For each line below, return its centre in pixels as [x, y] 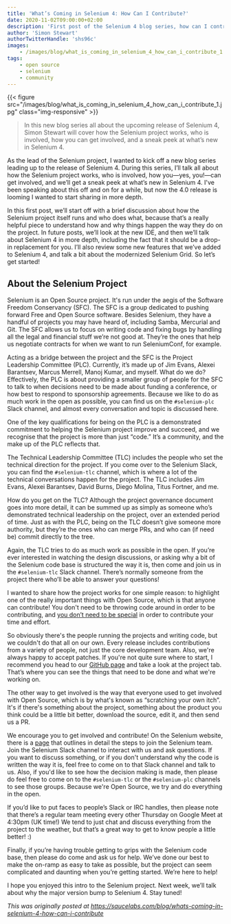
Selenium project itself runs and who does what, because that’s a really [108, 218]
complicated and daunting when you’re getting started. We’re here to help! [112, 872]
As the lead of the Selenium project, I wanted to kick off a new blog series [112, 161]
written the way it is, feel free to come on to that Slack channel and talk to [111, 765]
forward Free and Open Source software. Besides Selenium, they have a [109, 315]
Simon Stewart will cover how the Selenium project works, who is [117, 132]
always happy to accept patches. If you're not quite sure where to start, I [110, 657]
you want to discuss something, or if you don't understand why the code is [113, 757]
